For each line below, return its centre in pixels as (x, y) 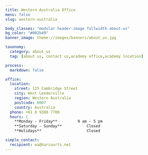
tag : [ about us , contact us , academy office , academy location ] (77, 56)
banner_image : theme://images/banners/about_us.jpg (61, 38)
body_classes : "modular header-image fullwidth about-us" (67, 28)
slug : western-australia (31, 19)
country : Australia (35, 107)
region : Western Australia (43, 98)
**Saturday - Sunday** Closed (57, 126)
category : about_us (30, 51)
